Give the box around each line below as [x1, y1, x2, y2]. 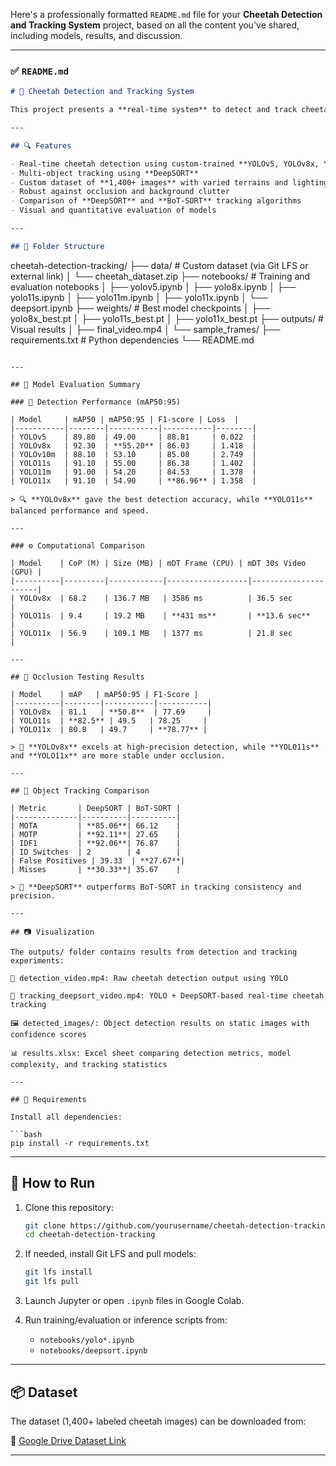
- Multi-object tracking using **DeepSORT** [10, 168, 199, 178]
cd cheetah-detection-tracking [24, 1230, 156, 1240]
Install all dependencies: [10, 1112, 123, 1122]
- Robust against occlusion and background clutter [10, 187, 230, 197]
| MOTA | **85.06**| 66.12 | [10, 820, 182, 831]
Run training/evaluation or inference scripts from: [24, 1314, 228, 1326]
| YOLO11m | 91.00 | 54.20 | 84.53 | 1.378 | [10, 467, 257, 477]
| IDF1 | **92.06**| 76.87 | [10, 838, 182, 848]
